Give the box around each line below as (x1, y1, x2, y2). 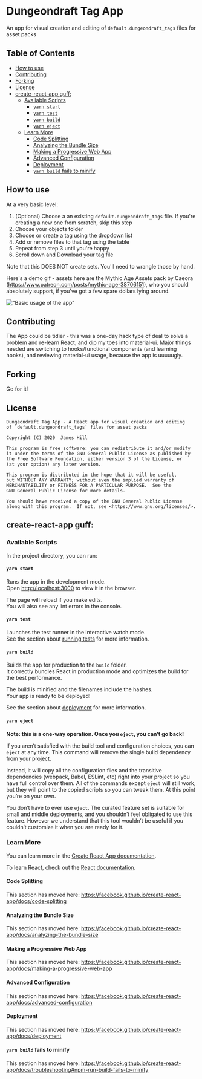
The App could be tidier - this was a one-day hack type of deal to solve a (6, 333, 189, 340)
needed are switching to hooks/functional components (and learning (6, 345, 177, 353)
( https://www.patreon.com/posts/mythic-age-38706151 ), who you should (6, 281, 189, 288)
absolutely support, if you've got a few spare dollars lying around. (6, 287, 171, 295)
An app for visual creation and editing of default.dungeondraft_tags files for (6, 24, 196, 31)
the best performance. (6, 674, 62, 682)
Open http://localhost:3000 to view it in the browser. (6, 584, 137, 592)
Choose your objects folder (15, 225, 83, 232)
